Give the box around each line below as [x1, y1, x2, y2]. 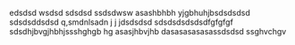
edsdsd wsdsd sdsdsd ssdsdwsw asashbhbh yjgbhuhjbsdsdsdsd [9, 8, 250, 18]
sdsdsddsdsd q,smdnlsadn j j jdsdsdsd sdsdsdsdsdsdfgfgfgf [9, 17, 234, 27]
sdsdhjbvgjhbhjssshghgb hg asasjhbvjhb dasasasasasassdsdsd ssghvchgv [9, 26, 287, 36]
